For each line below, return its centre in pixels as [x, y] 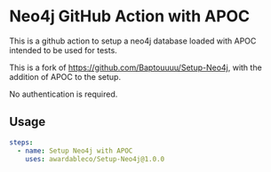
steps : [21, 142]
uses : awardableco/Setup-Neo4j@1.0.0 [95, 159]
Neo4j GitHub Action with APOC [130, 16]
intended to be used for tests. [63, 50]
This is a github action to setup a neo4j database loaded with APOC [133, 41]
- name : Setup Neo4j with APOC [75, 151]
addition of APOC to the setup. [65, 76]
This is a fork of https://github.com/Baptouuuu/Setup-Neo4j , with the [135, 67]
